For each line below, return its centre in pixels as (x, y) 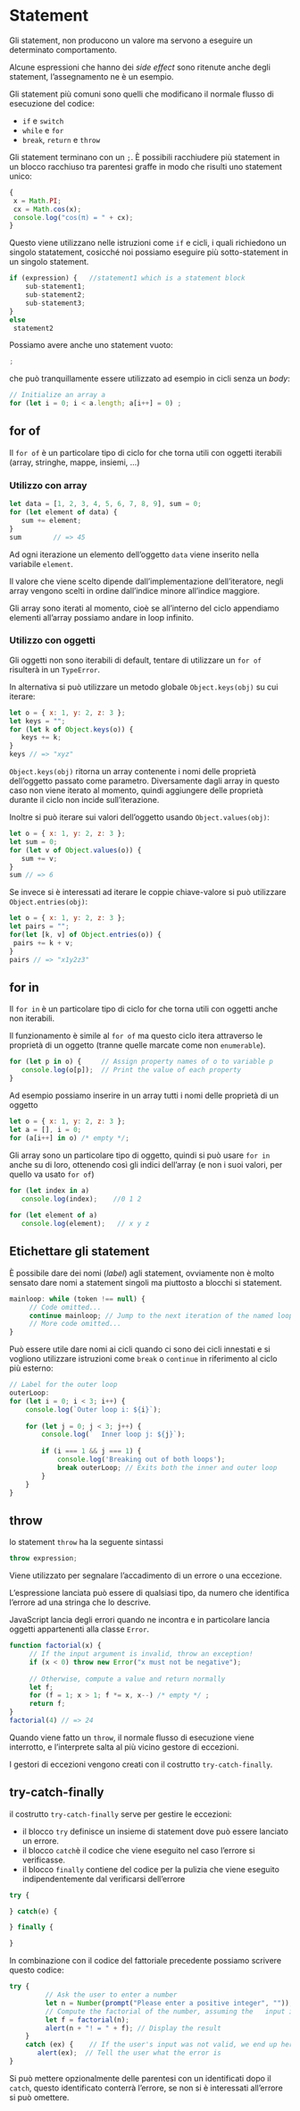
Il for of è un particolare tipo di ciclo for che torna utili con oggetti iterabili (146, 452)
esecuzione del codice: (52, 103)
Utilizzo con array (48, 486)
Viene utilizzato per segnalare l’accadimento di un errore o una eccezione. (146, 1575)
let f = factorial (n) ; (87, 2020)
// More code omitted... (75, 1324)
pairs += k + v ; (43, 943)
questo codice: (37, 1970)
